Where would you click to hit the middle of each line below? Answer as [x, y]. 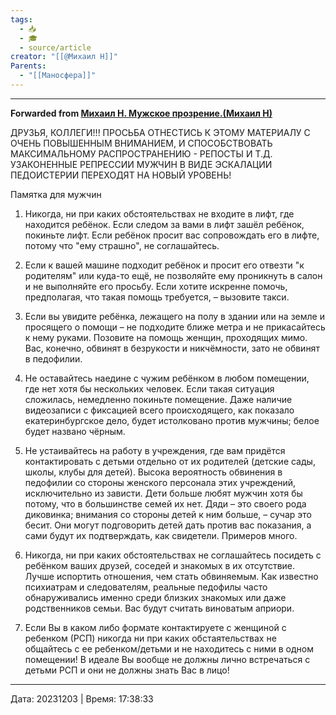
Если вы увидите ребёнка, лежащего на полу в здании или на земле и [174, 316]
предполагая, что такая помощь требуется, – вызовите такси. [157, 297]
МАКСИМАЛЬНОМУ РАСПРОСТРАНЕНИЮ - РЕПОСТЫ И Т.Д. [141, 153]
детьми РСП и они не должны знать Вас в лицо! [127, 670]
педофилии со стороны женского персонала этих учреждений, [160, 482]
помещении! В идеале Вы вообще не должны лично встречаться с [167, 659]
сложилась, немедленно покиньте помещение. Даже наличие [158, 399]
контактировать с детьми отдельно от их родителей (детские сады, [170, 461]
